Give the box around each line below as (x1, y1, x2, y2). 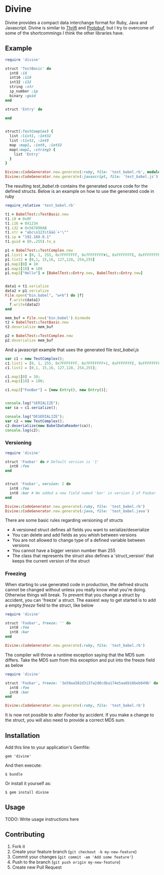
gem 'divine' (5, 754, 32, 759)
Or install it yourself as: (5, 780, 51, 786)
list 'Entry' (14, 152, 41, 157)
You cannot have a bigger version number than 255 (12, 547, 116, 554)
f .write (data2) (9, 302, 41, 307)
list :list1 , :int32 (9, 134, 51, 139)
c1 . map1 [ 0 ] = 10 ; (5, 374, 41, 379)
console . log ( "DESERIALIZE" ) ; (5, 414, 64, 419)
